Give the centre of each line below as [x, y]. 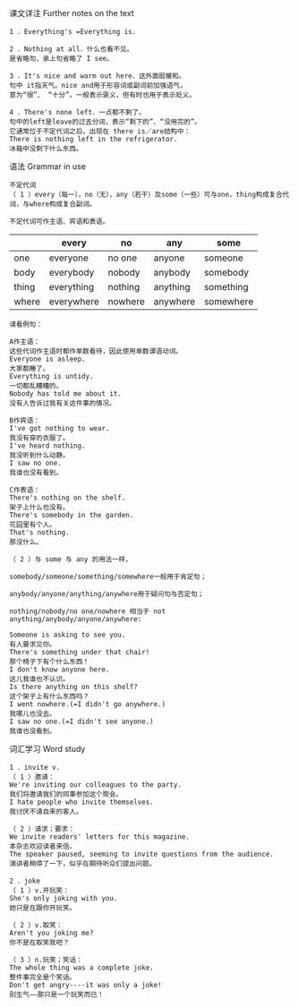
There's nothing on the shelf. [68, 498]
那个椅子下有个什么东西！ [49, 661]
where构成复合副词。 [63, 204]
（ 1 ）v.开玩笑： [39, 891]
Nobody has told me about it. [66, 394]
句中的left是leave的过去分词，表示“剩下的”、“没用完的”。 [105, 122]
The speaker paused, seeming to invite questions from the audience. [142, 854]
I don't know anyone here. [60, 670]
